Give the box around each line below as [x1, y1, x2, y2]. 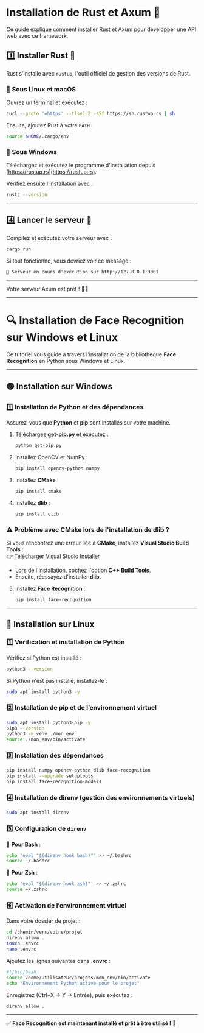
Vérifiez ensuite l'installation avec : [6, 180, 93, 188]
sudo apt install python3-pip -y [6, 719, 91, 725]
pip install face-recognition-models [6, 779, 102, 785]
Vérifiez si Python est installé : [6, 654, 82, 661]
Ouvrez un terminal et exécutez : [6, 99, 88, 106]
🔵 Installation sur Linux [6, 619, 95, 630]
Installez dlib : [15, 499, 50, 506]
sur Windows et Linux [6, 330, 118, 344]
